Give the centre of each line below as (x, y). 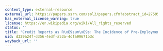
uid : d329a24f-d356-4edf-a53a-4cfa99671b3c (50, 37)
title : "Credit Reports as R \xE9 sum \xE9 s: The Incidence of (67, 32)
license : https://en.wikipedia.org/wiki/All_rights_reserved (68, 23)
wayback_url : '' (21, 41)
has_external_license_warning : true (42, 18)
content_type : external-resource (39, 9)
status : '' (16, 28)
